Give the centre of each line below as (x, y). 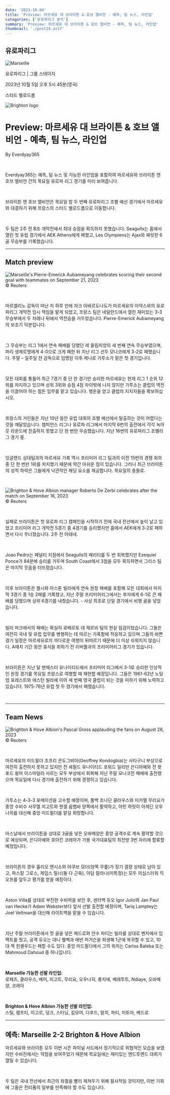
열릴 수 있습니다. (22, 1061)
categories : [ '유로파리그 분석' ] (37, 19)
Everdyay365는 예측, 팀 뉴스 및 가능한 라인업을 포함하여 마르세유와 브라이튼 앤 (83, 174)
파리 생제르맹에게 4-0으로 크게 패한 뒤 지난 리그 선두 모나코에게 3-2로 (74, 351)
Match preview (29, 262)
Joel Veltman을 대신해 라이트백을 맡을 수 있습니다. (55, 912)
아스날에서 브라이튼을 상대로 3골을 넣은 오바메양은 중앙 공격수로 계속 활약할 (80, 833)
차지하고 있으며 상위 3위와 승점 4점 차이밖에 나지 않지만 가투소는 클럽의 (85, 385)
